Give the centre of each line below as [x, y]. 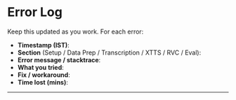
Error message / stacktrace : [59, 59]
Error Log [35, 12]
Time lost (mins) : [43, 82]
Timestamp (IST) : [44, 45]
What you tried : [41, 67]
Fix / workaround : [44, 75]
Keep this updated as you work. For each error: [76, 31]
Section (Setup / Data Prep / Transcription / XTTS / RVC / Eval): [109, 52]
